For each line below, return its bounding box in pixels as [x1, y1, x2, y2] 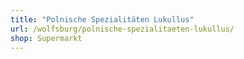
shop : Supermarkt [10, 33, 83, 43]
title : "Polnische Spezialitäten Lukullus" [10, 14, 195, 25]
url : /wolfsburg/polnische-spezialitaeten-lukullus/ [10, 24, 235, 34]
